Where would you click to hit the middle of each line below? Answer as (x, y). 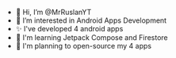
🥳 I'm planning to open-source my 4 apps (84, 46)
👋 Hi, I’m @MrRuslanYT (54, 12)
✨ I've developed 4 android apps (69, 29)
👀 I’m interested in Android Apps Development (91, 20)
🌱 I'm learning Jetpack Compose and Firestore (92, 38)
